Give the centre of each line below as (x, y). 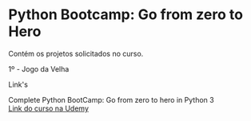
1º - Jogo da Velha (39, 68)
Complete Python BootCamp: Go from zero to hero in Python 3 (111, 100)
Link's (18, 84)
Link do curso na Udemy (49, 108)
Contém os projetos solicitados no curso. (76, 53)
